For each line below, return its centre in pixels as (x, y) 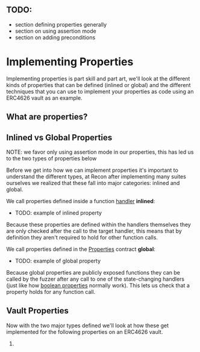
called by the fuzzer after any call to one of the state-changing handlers (95, 279)
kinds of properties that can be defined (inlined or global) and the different (98, 85)
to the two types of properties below (52, 158)
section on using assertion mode (55, 31)
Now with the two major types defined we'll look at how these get (88, 325)
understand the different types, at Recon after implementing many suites (96, 176)
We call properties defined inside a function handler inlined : (81, 201)
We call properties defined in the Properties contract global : (81, 249)
